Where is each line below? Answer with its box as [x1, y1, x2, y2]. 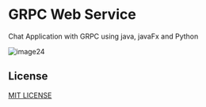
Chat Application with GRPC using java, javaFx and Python [8, 31, 199, 41]
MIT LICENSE [8, 90, 52, 100]
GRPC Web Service [8, 6, 136, 24]
